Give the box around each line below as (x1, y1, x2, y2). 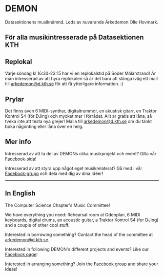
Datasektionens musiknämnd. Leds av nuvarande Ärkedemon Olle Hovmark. (5, 19, 159, 25)
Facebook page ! (5, 251, 38, 257)
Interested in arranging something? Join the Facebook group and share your (5, 261, 159, 267)
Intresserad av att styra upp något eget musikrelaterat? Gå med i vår (5, 165, 143, 171)
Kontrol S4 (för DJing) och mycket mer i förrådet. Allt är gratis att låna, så (5, 113, 152, 119)
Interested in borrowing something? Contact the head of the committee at (5, 232, 153, 237)
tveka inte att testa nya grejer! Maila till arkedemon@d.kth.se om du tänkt (5, 118, 152, 124)
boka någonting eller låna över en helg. (5, 123, 84, 129)
